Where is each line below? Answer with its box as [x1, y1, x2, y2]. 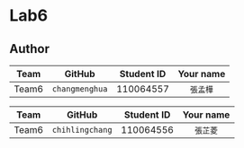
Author [9, 41, 50, 57]
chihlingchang [51, 125, 113, 135]
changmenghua [51, 84, 108, 94]
